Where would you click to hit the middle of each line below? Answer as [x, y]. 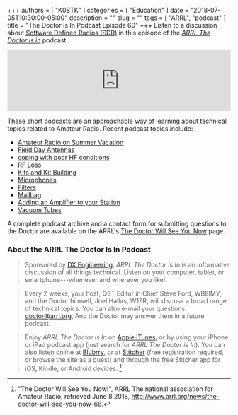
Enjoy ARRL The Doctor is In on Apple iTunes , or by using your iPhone [126, 337]
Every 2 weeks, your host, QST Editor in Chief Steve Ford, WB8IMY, [123, 293]
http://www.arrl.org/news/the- [175, 396]
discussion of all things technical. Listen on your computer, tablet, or [124, 272]
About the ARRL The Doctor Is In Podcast [79, 249]
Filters [27, 187]
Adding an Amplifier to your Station [69, 202]
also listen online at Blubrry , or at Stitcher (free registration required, [124, 352]
